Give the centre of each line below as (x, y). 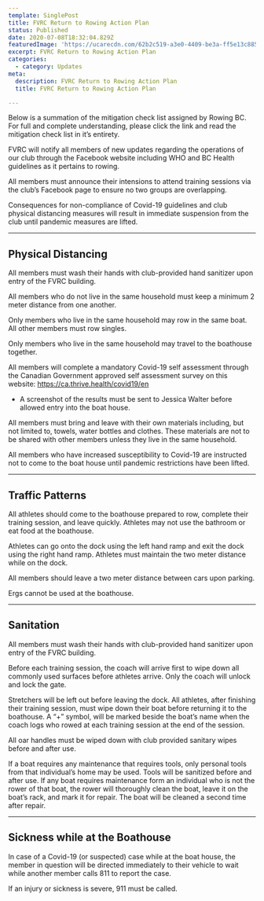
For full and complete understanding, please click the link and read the (122, 126)
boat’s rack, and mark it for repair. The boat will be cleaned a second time (127, 797)
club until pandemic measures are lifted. (73, 222)
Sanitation (34, 625)
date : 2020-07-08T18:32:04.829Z (61, 37)
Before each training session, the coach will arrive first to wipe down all (124, 667)
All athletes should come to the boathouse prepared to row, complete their (128, 514)
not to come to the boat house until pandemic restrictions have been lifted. (129, 463)
